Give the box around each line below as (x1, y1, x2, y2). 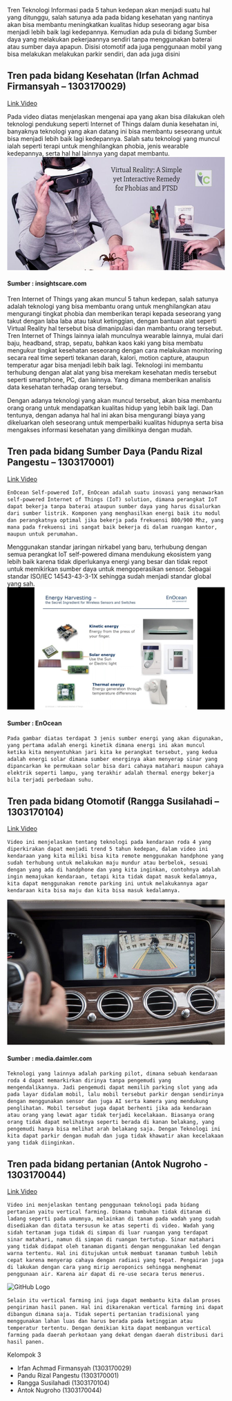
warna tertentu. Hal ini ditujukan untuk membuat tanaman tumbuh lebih (7, 1250, 217, 1257)
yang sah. (7, 579, 36, 587)
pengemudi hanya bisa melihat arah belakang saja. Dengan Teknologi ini (7, 1126, 221, 1133)
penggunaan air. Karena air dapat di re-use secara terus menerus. (7, 1271, 206, 1278)
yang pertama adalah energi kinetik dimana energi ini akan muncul (7, 742, 206, 749)
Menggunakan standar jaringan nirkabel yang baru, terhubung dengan (7, 543, 207, 551)
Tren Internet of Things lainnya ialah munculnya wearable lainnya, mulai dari (7, 332, 224, 340)
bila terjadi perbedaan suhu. (7, 777, 95, 784)
